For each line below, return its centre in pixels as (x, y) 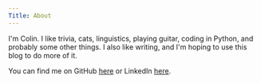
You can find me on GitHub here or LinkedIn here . (90, 71)
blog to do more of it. (43, 55)
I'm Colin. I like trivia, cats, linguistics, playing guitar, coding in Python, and (131, 38)
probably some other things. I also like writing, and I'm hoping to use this (128, 47)
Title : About (30, 16)
